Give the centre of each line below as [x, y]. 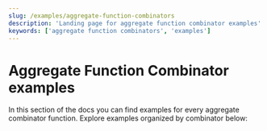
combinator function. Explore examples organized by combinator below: [128, 118]
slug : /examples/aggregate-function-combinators [92, 16]
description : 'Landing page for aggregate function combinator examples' [135, 23]
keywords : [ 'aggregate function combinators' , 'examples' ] [110, 31]
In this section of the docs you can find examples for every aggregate [124, 110]
